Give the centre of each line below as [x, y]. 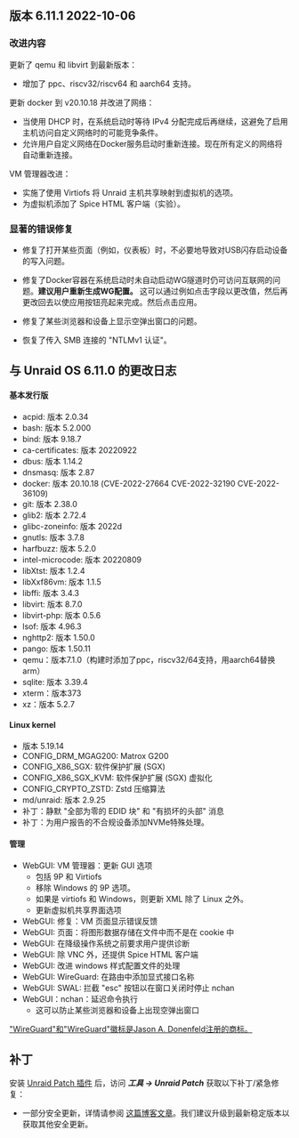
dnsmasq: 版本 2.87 [58, 472]
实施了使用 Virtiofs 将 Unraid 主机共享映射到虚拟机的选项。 [130, 192]
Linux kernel [32, 725]
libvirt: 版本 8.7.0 [52, 604]
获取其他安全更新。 [57, 1124]
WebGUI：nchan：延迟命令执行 [80, 998]
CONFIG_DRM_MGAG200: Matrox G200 [95, 755]
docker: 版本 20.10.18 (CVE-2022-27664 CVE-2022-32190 [129, 483]
